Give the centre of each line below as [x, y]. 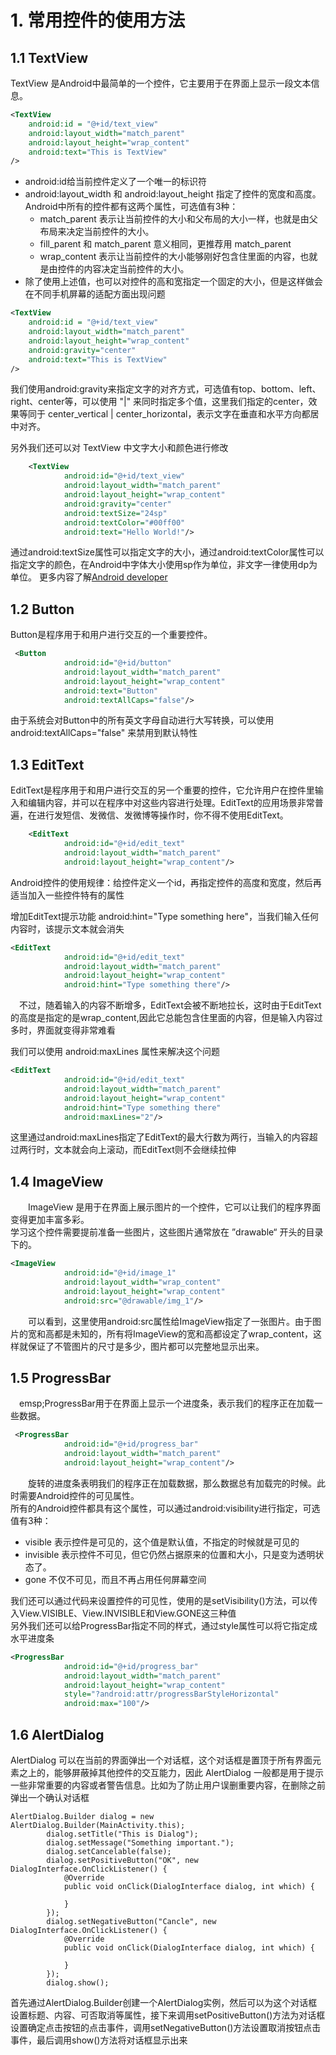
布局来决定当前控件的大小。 [97, 232]
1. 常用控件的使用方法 [98, 20]
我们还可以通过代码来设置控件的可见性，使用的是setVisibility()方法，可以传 [164, 1600]
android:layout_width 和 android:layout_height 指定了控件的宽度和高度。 [173, 194]
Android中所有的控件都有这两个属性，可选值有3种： [131, 207]
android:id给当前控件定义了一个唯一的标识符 [115, 182]
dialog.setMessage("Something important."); [140, 1842]
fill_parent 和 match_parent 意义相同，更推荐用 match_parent [165, 244]
